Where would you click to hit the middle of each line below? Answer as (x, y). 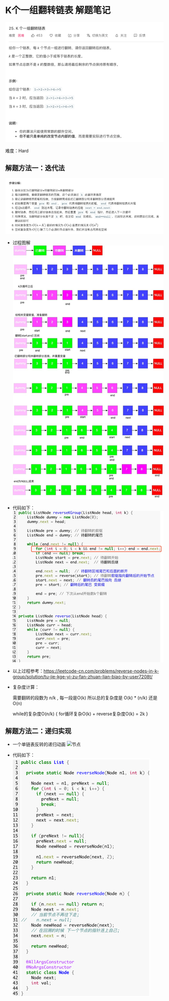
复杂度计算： (26, 687)
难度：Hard (17, 150)
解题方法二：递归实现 (38, 731)
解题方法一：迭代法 (35, 168)
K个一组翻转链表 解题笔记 (58, 10)
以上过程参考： (28, 671)
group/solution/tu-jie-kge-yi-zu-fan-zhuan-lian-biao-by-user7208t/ (82, 676)
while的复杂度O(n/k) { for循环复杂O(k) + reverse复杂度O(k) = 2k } (80, 714)
